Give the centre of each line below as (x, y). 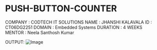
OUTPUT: (15, 42)
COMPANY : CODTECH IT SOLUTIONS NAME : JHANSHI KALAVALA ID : (78, 22)
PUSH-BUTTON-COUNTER (61, 9)
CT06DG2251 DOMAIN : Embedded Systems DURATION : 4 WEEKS (74, 27)
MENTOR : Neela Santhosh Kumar (40, 32)
